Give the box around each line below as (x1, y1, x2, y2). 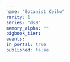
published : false (6, 47, 49, 53)
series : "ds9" (6, 19, 42, 25)
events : (6, 36, 26, 42)
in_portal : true (6, 42, 46, 48)
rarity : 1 (6, 14, 31, 20)
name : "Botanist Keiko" (6, 8, 65, 15)
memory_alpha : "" (6, 25, 49, 31)
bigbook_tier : (6, 31, 42, 37)
